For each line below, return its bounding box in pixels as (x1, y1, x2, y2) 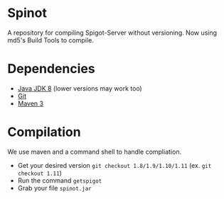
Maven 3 (17, 99, 44, 108)
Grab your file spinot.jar (17, 183, 92, 192)
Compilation (7, 124, 81, 140)
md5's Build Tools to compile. (7, 35, 94, 44)
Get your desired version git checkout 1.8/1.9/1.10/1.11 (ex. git (17, 161, 212, 169)
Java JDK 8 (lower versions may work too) (17, 84, 142, 93)
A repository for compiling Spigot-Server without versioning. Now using (7, 28, 218, 37)
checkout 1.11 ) (17, 169, 62, 177)
